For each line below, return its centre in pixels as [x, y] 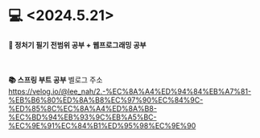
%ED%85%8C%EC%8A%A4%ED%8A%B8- [83, 109]
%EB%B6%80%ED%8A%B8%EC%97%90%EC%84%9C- [106, 100]
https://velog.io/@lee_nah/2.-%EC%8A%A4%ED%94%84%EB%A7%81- [130, 92]
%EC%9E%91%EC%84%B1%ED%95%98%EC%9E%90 [102, 126]
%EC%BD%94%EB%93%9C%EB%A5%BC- [83, 117]
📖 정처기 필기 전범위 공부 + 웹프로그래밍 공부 [77, 44]
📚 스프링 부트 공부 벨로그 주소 [56, 80]
